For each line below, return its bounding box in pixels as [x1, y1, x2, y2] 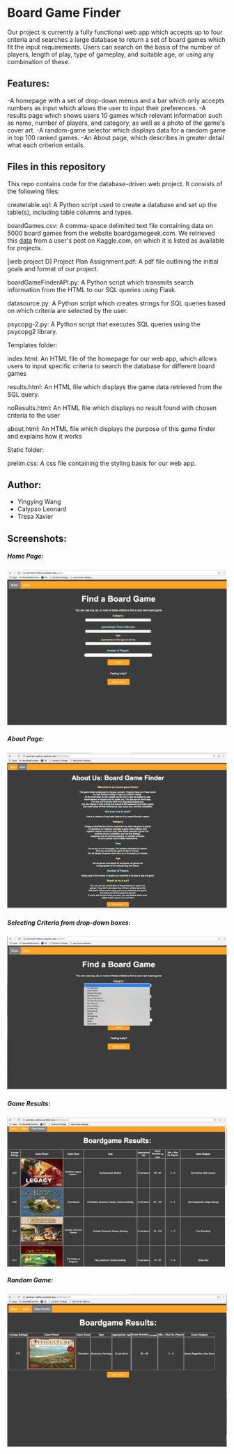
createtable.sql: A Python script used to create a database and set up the [7, 200, 217, 209]
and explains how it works [7, 432, 82, 440]
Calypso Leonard [17, 505, 67, 513]
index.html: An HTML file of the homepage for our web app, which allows [7, 354, 217, 363]
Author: [7, 479, 42, 491]
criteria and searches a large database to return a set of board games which [7, 35, 226, 43]
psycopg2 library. [7, 327, 58, 335]
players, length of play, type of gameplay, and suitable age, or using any [7, 50, 214, 59]
